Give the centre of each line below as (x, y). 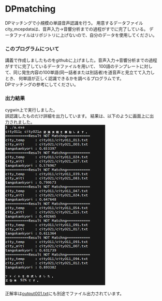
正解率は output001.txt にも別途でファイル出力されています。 (65, 293)
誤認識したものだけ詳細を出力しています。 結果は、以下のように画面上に (77, 116)
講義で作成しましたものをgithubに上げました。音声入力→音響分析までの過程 (81, 60)
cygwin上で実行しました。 (31, 110)
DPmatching (30, 9)
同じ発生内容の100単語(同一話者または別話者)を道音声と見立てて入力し (84, 72)
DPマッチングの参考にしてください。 (42, 85)
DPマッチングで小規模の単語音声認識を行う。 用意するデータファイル (74, 23)
